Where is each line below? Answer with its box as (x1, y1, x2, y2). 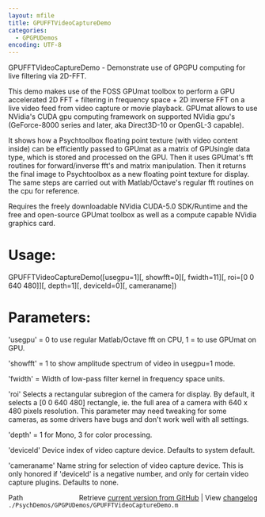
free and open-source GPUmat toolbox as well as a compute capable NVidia (8, 210, 257, 220)
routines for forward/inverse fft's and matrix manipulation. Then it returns (8, 161, 247, 170)
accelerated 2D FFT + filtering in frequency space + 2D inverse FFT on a (8, 95, 245, 105)
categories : (8, 26, 47, 34)
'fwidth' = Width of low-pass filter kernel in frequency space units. (8, 374, 225, 383)
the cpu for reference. (8, 186, 80, 196)
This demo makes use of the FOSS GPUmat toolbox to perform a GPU (8, 86, 236, 96)
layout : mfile (8, 11, 55, 20)
